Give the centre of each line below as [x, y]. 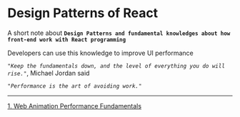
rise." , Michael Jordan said [49, 73]
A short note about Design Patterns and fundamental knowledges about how [119, 33]
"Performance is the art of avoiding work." [75, 86]
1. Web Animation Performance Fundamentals [74, 106]
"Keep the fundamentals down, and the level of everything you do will [116, 66]
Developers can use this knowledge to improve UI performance [101, 53]
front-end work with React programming [67, 40]
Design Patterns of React [83, 13]
